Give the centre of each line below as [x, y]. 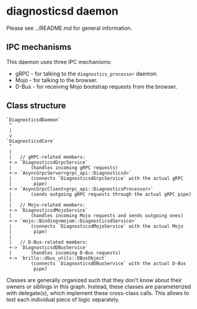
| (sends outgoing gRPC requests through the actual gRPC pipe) [100, 194]
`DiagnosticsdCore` [31, 141]
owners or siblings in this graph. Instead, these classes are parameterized [99, 286]
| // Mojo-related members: [47, 205]
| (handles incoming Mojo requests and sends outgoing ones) [96, 215]
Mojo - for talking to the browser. [57, 80]
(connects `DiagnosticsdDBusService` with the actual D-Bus [109, 263]
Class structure [36, 106]
